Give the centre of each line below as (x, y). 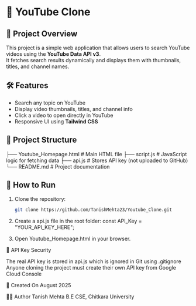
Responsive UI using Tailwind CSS (56, 121)
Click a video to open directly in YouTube (64, 115)
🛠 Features (27, 85)
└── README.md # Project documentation (58, 166)
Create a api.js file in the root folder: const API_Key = (78, 221)
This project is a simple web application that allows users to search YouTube (98, 48)
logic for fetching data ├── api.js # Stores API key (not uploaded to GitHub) (97, 160)
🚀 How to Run (31, 185)
